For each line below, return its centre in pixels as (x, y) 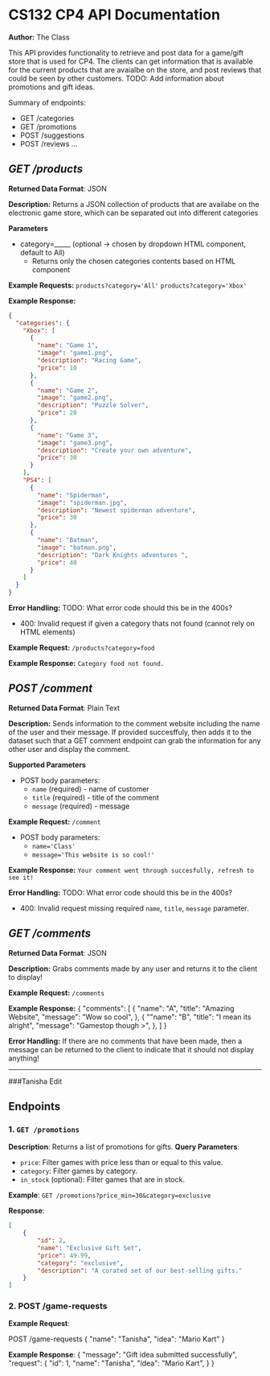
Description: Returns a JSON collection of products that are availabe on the (134, 204)
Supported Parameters (47, 764)
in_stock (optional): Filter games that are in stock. (102, 1180)
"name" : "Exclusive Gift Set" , (90, 1248)
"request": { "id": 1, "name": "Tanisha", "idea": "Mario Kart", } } (111, 1363)
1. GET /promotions (44, 1129)
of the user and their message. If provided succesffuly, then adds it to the (130, 732)
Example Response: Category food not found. (86, 663)
